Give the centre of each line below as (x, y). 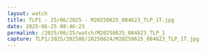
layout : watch (28, 13)
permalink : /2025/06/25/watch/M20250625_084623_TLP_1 (86, 33)
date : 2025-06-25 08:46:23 (46, 26)
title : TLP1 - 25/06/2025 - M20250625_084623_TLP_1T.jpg (91, 20)
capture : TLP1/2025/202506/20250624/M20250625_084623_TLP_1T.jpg (103, 39)
